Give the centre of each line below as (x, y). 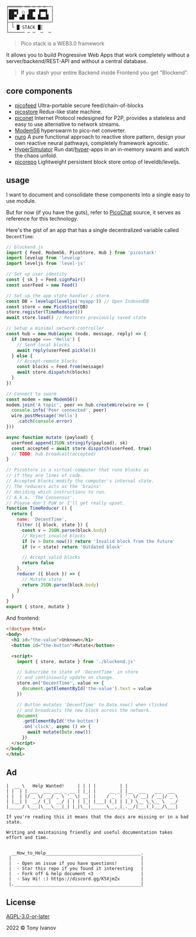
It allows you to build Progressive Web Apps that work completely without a (98, 55)
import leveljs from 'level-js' (46, 264)
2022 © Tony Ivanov (31, 928)
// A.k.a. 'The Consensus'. (41, 497)
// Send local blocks (43, 345)
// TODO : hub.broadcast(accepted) (54, 454)
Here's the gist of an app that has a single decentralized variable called (92, 230)
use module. (21, 201)
